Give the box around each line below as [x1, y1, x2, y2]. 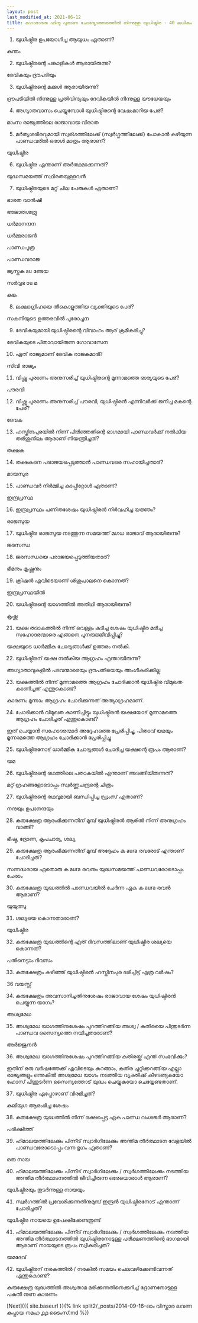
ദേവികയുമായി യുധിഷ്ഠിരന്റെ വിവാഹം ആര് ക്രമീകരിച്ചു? [15, 327, 145, 334]
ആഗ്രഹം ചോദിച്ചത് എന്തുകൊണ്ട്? [15, 715, 98, 722]
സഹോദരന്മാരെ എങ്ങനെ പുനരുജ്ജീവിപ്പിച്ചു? [15, 631, 123, 638]
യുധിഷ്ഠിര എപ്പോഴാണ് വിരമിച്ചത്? [15, 1090, 96, 1097]
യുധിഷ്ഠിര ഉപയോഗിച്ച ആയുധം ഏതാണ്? [15, 36, 115, 43]
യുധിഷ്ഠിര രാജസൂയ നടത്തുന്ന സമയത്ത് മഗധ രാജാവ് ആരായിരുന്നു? [15, 529, 181, 537]
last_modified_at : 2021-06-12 [7, 14, 82, 20]
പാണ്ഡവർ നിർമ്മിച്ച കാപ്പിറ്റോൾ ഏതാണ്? [15, 482, 118, 489]
